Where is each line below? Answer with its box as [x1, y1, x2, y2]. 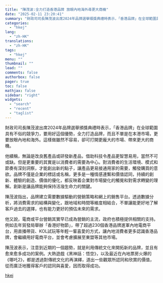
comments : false [5, 70, 38, 75]
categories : [5, 20, 29, 26]
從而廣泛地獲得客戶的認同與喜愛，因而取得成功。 [5, 263, 103, 268]
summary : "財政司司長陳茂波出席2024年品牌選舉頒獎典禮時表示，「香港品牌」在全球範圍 [5, 16, 157, 21]
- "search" [9, 102, 32, 107]
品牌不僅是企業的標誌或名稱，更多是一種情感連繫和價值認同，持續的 [13, 171, 149, 177]
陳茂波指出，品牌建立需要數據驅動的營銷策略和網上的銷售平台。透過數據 [5, 193, 149, 199]
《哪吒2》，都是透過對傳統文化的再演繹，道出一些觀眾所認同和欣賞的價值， [5, 256, 154, 262]
